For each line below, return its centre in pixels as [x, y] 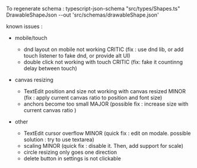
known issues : [24, 26]
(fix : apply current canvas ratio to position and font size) [93, 98]
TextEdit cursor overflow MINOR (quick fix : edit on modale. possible [107, 133]
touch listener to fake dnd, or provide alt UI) [77, 56]
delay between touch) [50, 68]
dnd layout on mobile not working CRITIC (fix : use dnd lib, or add [104, 49]
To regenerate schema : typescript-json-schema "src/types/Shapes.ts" [93, 9]
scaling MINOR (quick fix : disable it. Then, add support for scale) [104, 146]
